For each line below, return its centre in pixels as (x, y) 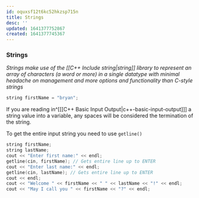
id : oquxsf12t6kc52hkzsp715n (42, 12)
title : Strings (25, 17)
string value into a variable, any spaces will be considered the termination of (100, 116)
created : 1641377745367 (36, 34)
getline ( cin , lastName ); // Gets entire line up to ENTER (80, 172)
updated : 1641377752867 (36, 28)
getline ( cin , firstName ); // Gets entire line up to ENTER (81, 161)
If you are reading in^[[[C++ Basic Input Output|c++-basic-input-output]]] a (99, 109)
